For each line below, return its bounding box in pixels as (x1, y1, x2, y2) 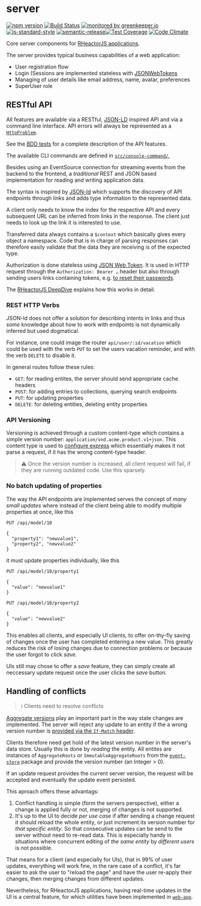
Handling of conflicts (6, 686, 86, 697)
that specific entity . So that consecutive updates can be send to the (14, 825, 183, 833)
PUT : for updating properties (14, 394, 84, 402)
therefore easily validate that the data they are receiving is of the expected (6, 243, 191, 250)
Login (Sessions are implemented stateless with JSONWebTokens (14, 69, 178, 76)
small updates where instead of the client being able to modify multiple (6, 501, 182, 509)
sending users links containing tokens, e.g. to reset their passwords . (6, 274, 175, 281)
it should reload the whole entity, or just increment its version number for (14, 819, 195, 826)
